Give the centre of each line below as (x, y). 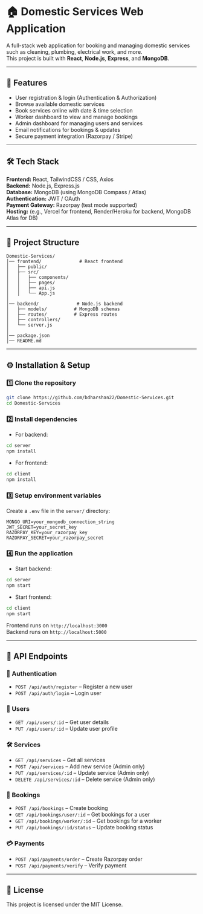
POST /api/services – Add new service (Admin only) (80, 766)
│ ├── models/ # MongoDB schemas (63, 309)
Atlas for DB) (22, 218)
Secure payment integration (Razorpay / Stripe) (74, 136)
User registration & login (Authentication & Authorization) (86, 97)
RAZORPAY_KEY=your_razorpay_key (47, 532)
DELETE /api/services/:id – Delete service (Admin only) (85, 779)
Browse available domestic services (60, 104)
